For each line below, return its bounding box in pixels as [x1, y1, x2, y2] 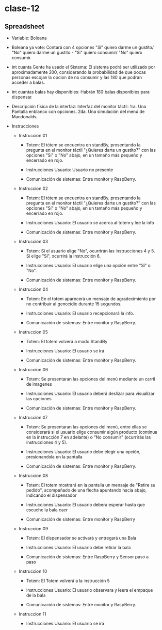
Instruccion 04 [18, 286, 49, 292]
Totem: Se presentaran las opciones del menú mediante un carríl [26, 376, 156, 382]
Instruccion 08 [18, 473, 48, 478]
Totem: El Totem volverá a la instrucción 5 [26, 578, 110, 583]
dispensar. [11, 94, 32, 100]
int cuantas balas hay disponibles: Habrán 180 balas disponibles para [11, 89, 150, 94]
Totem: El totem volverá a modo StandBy [26, 339, 108, 344]
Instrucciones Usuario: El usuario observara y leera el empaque [26, 587, 153, 593]
